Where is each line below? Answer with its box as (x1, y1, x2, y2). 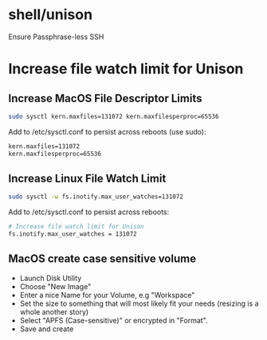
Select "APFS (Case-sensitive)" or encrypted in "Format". (19, 315, 209, 325)
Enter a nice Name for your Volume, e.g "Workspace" (19, 290, 195, 299)
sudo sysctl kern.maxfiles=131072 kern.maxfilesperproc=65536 (8, 112, 219, 120)
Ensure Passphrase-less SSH (8, 32, 104, 41)
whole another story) (19, 307, 89, 316)
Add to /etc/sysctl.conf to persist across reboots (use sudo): (8, 127, 206, 136)
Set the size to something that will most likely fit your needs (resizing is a (19, 299, 259, 308)
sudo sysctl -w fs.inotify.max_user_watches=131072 (8, 193, 183, 201)
